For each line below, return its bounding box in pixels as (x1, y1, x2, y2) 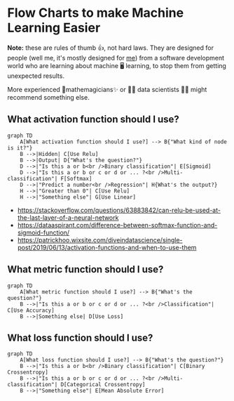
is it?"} (7, 144, 33, 152)
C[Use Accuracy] (7, 307, 55, 314)
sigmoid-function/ (17, 228, 70, 237)
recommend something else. (7, 93, 90, 101)
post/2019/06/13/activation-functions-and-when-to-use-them (17, 243, 197, 251)
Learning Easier (7, 20, 101, 36)
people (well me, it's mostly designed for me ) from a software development (7, 53, 225, 62)
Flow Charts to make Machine (7, 5, 184, 21)
